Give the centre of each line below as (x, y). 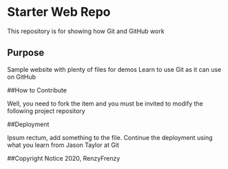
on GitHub (22, 77)
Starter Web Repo (59, 12)
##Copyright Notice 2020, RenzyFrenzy (64, 158)
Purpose (26, 53)
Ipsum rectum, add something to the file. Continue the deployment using (110, 137)
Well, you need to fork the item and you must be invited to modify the (105, 103)
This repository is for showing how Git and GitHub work (86, 31)
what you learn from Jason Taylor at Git (63, 145)
